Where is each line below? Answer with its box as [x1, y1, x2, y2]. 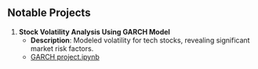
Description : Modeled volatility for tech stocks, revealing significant [30, 35, 250, 45]
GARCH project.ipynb [30, 52, 100, 61]
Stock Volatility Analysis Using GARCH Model [18, 27, 170, 36]
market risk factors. [30, 43, 94, 53]
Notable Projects [7, 6, 91, 20]
